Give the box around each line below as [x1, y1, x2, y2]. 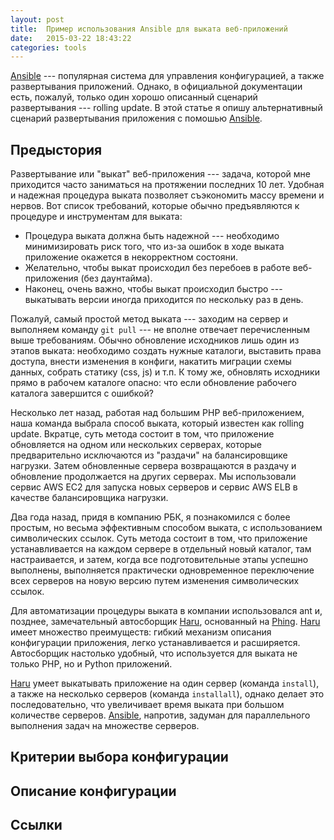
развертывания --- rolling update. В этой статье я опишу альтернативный [10, 102, 323, 114]
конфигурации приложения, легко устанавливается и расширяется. [10, 637, 301, 649]
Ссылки [10, 817, 63, 834]
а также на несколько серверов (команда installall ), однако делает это [10, 688, 325, 700]
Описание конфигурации [10, 782, 177, 800]
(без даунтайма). [80, 272, 153, 285]
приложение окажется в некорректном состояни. [24, 251, 239, 263]
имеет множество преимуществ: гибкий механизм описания [10, 626, 272, 638]
